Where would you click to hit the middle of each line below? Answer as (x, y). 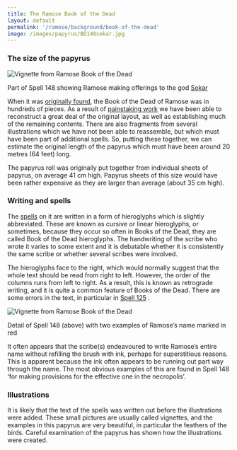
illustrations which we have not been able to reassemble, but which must (113, 131)
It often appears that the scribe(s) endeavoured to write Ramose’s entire (112, 346)
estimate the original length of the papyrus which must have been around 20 (119, 146)
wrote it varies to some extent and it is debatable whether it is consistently (116, 246)
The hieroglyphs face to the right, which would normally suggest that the (113, 267)
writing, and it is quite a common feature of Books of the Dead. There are (114, 290)
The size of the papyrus (49, 59)
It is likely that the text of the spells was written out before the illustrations (115, 410)
